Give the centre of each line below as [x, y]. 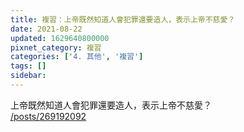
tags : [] [28, 66]
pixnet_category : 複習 [56, 47]
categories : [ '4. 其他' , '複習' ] [77, 57]
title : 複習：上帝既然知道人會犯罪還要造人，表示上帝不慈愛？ [123, 19]
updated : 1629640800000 [60, 38]
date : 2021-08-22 [46, 29]
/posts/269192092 [48, 116]
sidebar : [28, 76]
